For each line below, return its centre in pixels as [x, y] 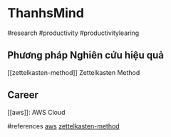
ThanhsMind [46, 13]
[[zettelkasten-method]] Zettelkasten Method [74, 72]
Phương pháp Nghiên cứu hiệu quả [85, 55]
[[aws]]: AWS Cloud [36, 112]
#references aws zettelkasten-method [63, 126]
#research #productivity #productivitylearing [73, 33]
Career [23, 95]
